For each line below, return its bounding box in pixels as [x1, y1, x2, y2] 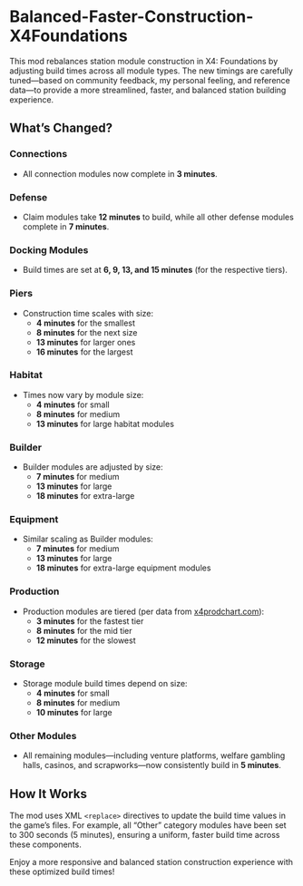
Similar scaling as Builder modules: [22, 533, 154, 545]
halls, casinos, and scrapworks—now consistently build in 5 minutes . [22, 760, 281, 771]
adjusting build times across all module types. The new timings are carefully [9, 65, 293, 76]
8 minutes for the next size [35, 326, 138, 337]
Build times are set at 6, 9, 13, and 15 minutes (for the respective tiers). [22, 265, 288, 276]
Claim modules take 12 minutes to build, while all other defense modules [22, 211, 295, 222]
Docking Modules [9, 243, 89, 256]
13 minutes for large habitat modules [35, 418, 175, 429]
